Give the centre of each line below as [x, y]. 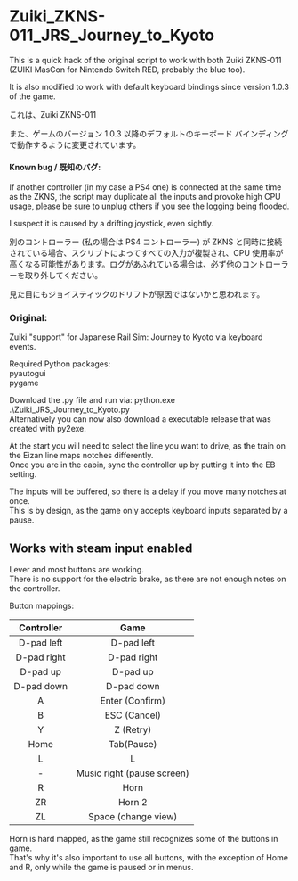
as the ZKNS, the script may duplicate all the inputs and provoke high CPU [145, 197]
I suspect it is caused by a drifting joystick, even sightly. [111, 224]
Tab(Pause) [133, 745]
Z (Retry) [133, 730]
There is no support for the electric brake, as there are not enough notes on [148, 579]
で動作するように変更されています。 [75, 144]
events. [23, 347]
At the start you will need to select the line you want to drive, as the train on [148, 446]
